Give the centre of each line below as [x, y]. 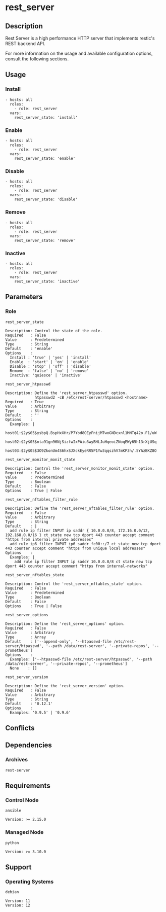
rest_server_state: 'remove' [45, 240]
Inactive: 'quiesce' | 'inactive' [46, 375]
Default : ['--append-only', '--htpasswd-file [59, 641]
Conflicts [20, 728]
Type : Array [26, 637]
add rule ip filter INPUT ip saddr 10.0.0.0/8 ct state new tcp [83, 562]
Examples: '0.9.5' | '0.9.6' [40, 712]
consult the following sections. [37, 59]
